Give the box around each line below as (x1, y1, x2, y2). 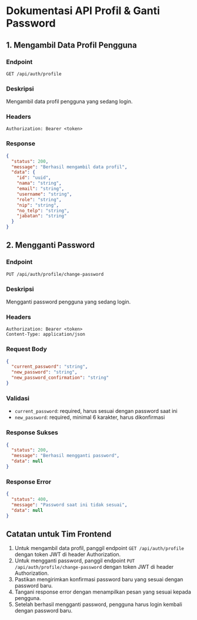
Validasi (6, 394, 30, 402)
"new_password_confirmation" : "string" (11, 375, 109, 381)
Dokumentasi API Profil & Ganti (6, 4, 161, 18)
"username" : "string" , (16, 191, 72, 197)
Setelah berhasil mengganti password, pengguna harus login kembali (14, 601, 182, 608)
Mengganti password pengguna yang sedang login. (6, 298, 131, 305)
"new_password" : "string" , (11, 369, 78, 375)
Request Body (6, 345, 47, 354)
